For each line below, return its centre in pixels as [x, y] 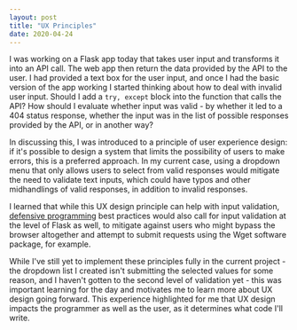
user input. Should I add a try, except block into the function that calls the [145, 97]
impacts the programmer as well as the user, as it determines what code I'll [146, 309]
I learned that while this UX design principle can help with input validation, [145, 207]
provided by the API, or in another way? [81, 125]
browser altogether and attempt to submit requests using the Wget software [148, 235]
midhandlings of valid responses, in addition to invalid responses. [129, 189]
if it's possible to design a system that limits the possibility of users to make [147, 152]
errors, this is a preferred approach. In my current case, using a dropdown [145, 161]
